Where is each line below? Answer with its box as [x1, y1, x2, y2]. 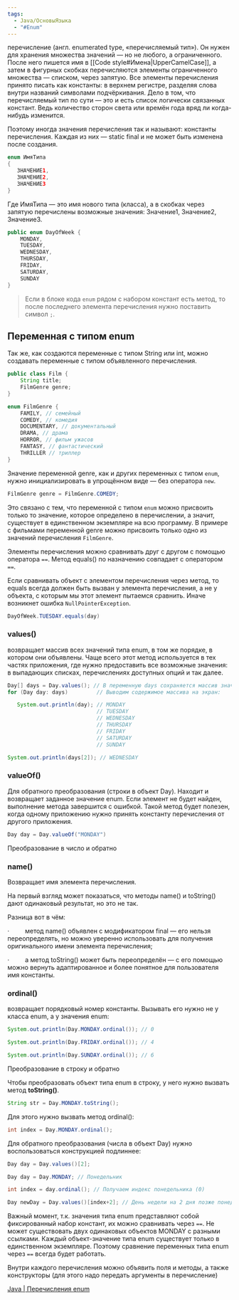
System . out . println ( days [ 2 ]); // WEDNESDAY [7, 754, 139, 761]
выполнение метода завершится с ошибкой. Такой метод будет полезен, [7, 802, 230, 810]
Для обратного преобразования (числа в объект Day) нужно [7, 1139, 193, 1148]
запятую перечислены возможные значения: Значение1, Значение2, [7, 207, 217, 216]
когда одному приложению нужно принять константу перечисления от [7, 809, 225, 818]
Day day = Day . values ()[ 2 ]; [7, 1161, 91, 1168]
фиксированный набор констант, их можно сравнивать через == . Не [7, 1220, 215, 1228]
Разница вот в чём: [7, 912, 66, 921]
